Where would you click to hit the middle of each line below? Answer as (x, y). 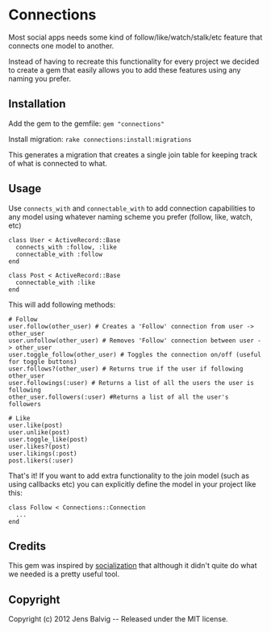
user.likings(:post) (43, 454)
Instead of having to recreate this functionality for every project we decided (134, 61)
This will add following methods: (62, 304)
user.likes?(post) (39, 446)
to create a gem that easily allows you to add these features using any (125, 69)
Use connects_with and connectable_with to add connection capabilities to (132, 208)
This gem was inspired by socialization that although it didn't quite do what (133, 566)
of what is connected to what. (58, 163)
